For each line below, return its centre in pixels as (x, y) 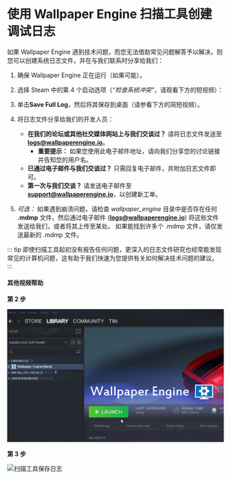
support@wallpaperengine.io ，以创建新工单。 (94, 194)
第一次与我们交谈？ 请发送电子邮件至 (79, 185)
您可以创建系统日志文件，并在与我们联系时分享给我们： (85, 60)
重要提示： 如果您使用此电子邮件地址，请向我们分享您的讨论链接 (129, 151)
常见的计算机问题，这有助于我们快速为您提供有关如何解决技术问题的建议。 (112, 258)
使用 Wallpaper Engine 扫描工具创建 (110, 14)
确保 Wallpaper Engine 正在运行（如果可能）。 (81, 75)
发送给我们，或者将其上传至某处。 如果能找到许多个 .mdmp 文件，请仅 (117, 226)
